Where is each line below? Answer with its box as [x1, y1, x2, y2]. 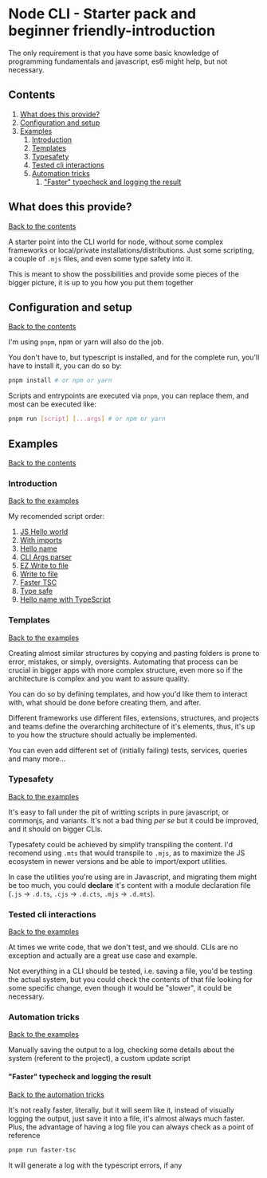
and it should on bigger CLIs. [8, 824, 104, 834]
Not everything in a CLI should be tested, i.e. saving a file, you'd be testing [8, 966, 253, 976]
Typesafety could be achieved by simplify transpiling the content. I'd [8, 839, 234, 849]
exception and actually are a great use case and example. [8, 951, 198, 960]
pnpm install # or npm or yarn [8, 376, 112, 385]
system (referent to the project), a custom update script [8, 1054, 191, 1063]
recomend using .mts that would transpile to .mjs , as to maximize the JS [8, 848, 245, 858]
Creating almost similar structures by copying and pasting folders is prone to [8, 648, 260, 658]
